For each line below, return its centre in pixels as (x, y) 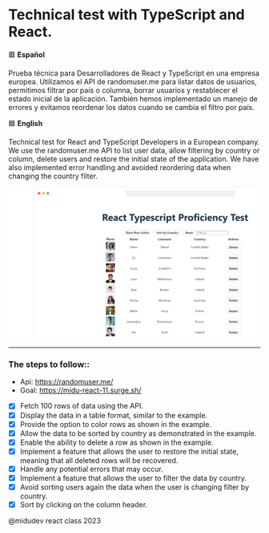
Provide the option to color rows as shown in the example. (116, 424)
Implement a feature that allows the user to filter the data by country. (133, 478)
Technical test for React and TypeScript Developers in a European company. (134, 141)
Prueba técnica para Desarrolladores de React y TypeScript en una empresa (134, 73)
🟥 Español (27, 55)
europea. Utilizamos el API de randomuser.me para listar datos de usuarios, (133, 81)
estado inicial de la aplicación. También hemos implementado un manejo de (133, 99)
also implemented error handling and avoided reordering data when (120, 167)
